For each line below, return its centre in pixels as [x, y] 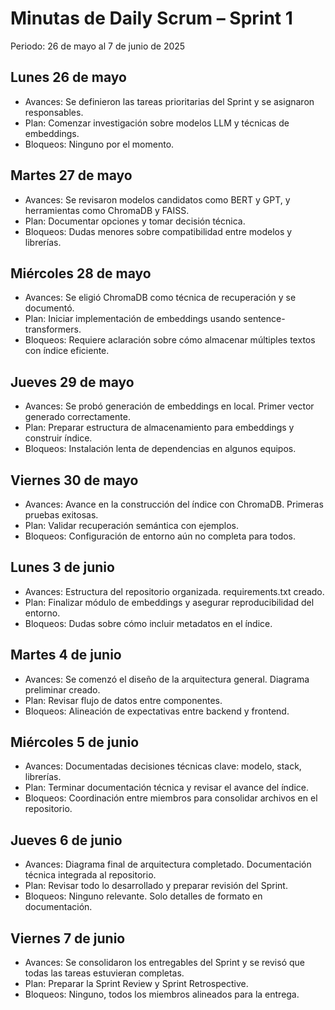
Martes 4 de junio [66, 655]
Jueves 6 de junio [66, 840]
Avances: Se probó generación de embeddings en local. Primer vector [169, 406]
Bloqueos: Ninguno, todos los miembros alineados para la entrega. [162, 994]
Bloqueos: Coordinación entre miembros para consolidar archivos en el [171, 798]
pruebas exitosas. [61, 515]
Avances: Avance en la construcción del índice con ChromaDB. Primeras [174, 504]
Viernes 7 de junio [68, 938]
